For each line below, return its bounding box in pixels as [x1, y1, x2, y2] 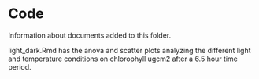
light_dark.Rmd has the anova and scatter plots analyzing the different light [8, 45, 251, 55]
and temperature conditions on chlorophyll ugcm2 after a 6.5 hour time [8, 54, 238, 63]
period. [8, 62, 31, 71]
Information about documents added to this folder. [8, 31, 172, 40]
